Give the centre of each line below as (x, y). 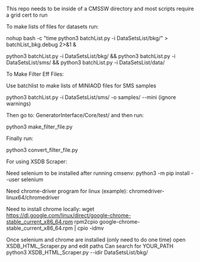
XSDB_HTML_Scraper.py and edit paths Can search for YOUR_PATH (90, 246)
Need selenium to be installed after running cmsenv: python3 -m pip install (98, 173)
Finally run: (20, 138)
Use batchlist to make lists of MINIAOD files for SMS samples (81, 86)
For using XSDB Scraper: (37, 162)
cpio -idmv (91, 228)
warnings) (19, 103)
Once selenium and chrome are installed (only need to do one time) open (96, 240)
